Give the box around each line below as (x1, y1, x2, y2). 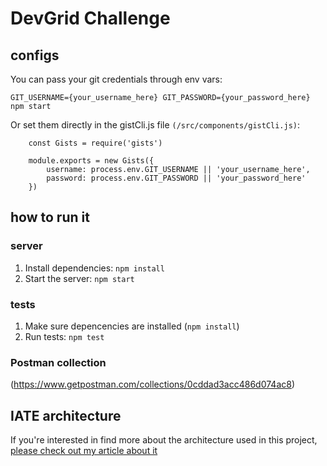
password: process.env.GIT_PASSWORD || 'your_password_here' (46, 173, 307, 183)
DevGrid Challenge (10, 7, 171, 30)
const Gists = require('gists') (28, 138, 163, 148)
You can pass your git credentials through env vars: (10, 73, 223, 85)
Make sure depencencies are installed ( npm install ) (24, 320, 240, 332)
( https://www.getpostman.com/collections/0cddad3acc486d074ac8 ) (10, 378, 296, 391)
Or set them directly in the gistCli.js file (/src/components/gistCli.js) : (10, 119, 301, 131)
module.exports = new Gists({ (28, 156, 155, 166)
